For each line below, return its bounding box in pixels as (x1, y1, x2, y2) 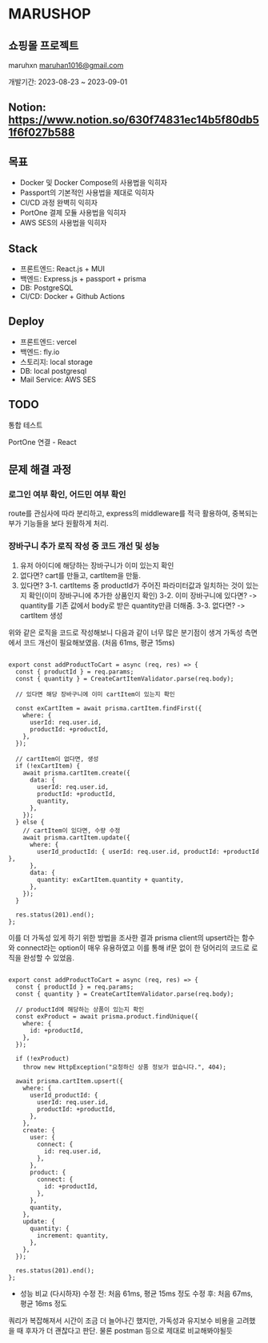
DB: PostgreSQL (19, 283, 74, 293)
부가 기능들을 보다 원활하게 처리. (8, 519, 110, 528)
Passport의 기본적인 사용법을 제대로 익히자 (19, 188, 154, 197)
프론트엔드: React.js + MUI (19, 264, 106, 273)
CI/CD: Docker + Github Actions (19, 292, 126, 301)
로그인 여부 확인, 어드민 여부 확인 (8, 488, 126, 500)
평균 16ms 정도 (19, 1298, 68, 1308)
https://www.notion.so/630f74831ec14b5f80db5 (8, 113, 260, 127)
